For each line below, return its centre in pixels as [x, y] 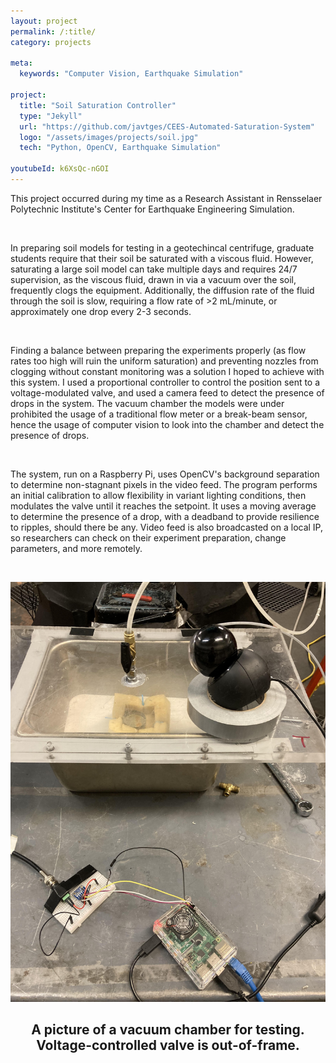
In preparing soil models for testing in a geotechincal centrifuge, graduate [162, 247]
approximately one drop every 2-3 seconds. [101, 311]
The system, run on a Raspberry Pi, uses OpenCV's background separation [165, 474]
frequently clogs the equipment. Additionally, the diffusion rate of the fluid [162, 290]
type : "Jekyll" [51, 116]
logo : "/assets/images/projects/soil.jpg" [109, 137]
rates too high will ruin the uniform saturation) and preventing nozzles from [164, 361]
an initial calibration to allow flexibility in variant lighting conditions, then [158, 495]
